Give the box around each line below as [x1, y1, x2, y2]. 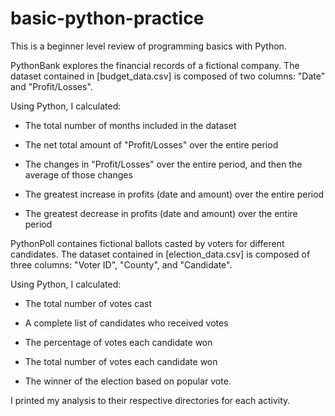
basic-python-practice [10, 7, 205, 30]
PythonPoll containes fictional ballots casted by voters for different [10, 237, 285, 249]
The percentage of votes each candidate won [24, 336, 213, 348]
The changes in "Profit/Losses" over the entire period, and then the [24, 158, 303, 170]
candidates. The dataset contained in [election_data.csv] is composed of [10, 248, 311, 260]
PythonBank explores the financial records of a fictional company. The [10, 59, 300, 71]
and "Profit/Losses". [10, 80, 93, 92]
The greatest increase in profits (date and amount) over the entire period [24, 188, 325, 200]
